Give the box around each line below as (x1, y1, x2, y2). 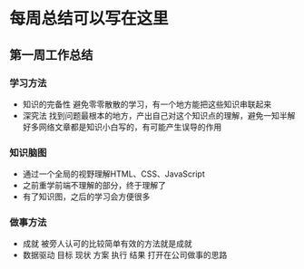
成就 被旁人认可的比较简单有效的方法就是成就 (22, 238, 192, 249)
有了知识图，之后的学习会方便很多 (22, 191, 151, 202)
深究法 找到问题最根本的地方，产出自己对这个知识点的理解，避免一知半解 (22, 110, 296, 120)
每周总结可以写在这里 (9, 8, 170, 29)
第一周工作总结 (9, 47, 93, 62)
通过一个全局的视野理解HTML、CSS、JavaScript (22, 168, 206, 179)
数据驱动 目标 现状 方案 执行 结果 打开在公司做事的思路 (22, 250, 228, 261)
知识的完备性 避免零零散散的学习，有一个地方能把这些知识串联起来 (22, 99, 272, 110)
